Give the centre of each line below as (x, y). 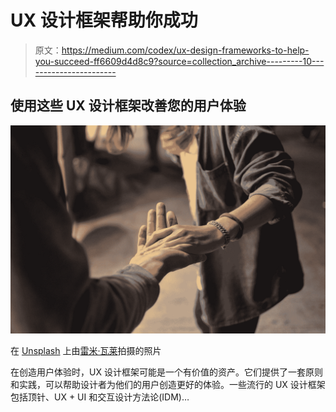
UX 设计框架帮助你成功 (104, 20)
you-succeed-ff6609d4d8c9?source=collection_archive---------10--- (179, 61)
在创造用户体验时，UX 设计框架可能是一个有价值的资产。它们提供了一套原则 (166, 372)
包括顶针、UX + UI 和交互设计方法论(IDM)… (100, 397)
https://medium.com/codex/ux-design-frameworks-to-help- (185, 50)
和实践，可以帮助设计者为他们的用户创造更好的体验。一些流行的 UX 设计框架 (168, 385)
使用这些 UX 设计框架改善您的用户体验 (128, 106)
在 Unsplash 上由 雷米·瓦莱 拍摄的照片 (86, 351)
